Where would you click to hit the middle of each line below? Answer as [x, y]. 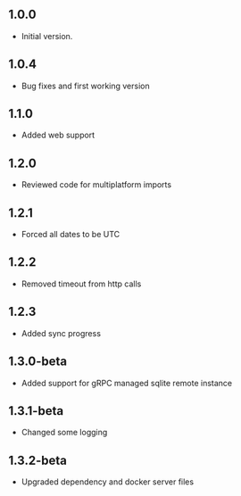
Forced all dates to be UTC [71, 235]
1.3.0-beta [38, 362]
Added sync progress [61, 333]
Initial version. [47, 36]
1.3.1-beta [36, 411]
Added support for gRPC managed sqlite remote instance [127, 383]
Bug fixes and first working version [85, 86]
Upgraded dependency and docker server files [107, 482]
